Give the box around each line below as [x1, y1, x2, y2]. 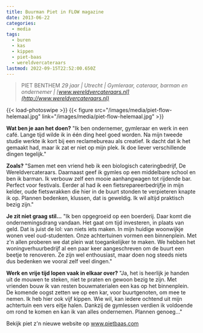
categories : [6, 20, 36, 26]
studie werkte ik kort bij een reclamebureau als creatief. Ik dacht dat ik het [6, 138, 190, 145]
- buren [11, 37, 31, 43]
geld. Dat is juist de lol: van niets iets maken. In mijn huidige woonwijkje [6, 226, 184, 233]
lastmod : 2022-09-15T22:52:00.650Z [6, 65, 96, 72]
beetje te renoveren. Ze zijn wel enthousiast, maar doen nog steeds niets [6, 251, 187, 258]
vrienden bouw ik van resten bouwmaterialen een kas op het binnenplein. [6, 283, 189, 290]
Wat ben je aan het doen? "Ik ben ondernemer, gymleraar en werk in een [6, 125, 188, 132]
